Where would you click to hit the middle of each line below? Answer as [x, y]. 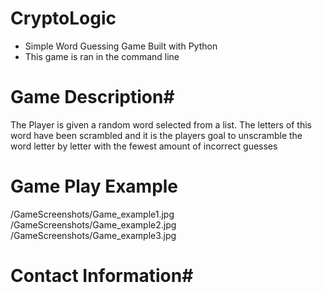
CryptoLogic [63, 18]
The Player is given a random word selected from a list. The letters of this [161, 124]
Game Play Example [94, 186]
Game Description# [92, 97]
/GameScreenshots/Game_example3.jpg [93, 235]
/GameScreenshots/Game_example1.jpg [92, 214]
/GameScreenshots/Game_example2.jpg [93, 224]
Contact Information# [102, 276]
